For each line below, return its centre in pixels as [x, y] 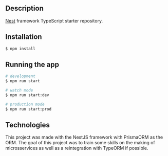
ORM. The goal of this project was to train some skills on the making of [80, 143]
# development [21, 76]
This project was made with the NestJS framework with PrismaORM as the [84, 137]
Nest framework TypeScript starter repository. [54, 20]
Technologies [28, 125]
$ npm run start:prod [29, 109]
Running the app [32, 64]
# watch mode [19, 91]
